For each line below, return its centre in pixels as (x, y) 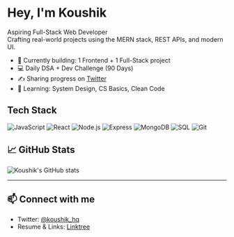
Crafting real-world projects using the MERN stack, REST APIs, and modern (115, 39)
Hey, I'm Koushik (57, 13)
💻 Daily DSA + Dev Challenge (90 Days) (75, 68)
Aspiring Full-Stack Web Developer (57, 32)
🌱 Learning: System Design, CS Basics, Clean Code (91, 88)
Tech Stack (32, 110)
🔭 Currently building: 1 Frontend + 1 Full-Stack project (94, 60)
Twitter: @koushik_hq (48, 220)
